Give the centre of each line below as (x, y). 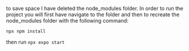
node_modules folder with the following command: (67, 21)
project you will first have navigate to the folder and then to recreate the (93, 14)
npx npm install (26, 31)
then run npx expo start (36, 42)
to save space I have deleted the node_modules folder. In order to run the (95, 8)
